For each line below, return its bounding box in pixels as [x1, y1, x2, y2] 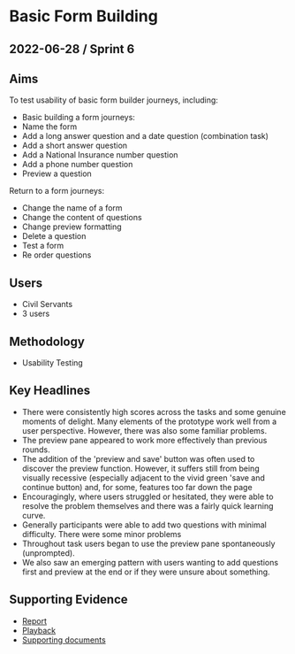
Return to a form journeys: [9, 186, 104, 196]
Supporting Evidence [9, 592, 128, 607]
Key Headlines [9, 383, 91, 398]
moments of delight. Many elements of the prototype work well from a [21, 416, 277, 427]
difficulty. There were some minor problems [21, 528, 182, 539]
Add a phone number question [21, 159, 133, 170]
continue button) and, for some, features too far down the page [21, 481, 253, 492]
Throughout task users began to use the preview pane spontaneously [21, 538, 276, 549]
